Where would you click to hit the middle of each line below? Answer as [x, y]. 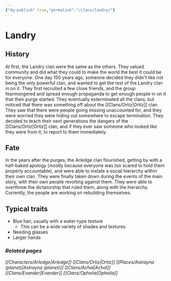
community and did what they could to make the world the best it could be [83, 72]
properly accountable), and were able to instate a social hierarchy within [81, 171]
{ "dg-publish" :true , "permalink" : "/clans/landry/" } [60, 10]
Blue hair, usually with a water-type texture [58, 221]
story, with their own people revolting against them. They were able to [79, 182]
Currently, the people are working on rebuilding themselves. [68, 193]
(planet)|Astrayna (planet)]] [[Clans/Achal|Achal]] [58, 267]
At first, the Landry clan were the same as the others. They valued [75, 67]
